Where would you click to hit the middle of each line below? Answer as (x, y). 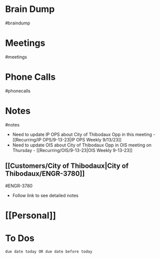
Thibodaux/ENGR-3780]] (45, 174)
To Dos (20, 238)
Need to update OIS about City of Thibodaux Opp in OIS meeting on (82, 145)
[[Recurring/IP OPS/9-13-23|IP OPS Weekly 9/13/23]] (67, 139)
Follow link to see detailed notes (45, 195)
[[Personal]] (31, 215)
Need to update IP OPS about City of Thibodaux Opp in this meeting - (84, 134)
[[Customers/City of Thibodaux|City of (67, 166)
